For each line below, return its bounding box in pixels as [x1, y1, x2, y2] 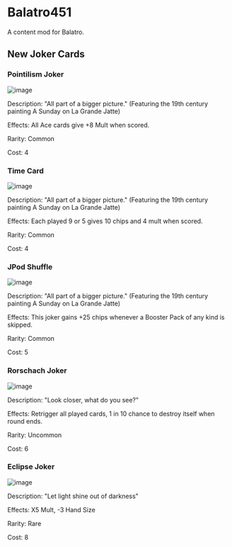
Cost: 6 [7, 444, 29, 453]
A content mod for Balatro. [7, 28, 85, 36]
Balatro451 [7, 4, 72, 21]
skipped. [7, 320, 33, 329]
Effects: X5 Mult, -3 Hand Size [7, 505, 95, 514]
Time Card [7, 166, 45, 176]
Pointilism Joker [7, 69, 64, 79]
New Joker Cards [7, 48, 85, 60]
